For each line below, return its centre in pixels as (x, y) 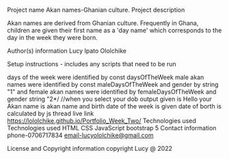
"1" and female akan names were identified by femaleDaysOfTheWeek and (112, 92)
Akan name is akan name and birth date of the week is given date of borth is (114, 106)
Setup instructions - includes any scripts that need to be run (92, 64)
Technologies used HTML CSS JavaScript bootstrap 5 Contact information (112, 128)
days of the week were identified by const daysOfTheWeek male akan (106, 77)
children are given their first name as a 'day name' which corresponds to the (114, 30)
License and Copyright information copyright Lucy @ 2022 (90, 148)
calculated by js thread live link (51, 113)
